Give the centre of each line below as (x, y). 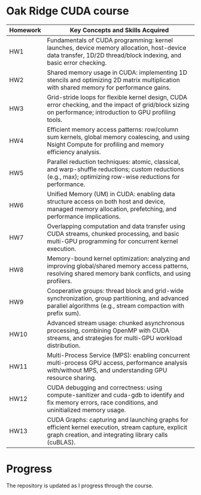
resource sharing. (72, 377)
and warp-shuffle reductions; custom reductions (115, 169)
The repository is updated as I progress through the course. (80, 485)
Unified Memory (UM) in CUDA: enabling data (111, 194)
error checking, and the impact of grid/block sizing (118, 104)
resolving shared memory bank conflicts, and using (119, 273)
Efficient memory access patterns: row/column (113, 129)
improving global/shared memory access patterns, (118, 266)
